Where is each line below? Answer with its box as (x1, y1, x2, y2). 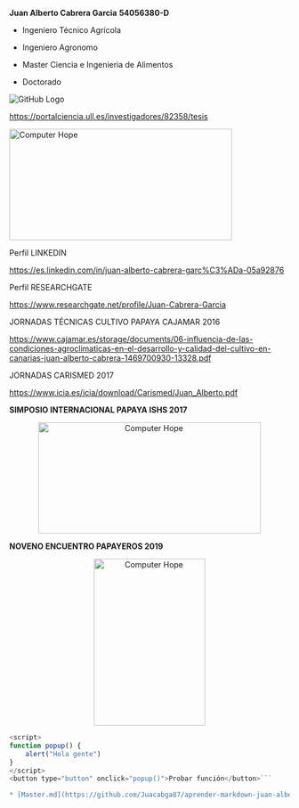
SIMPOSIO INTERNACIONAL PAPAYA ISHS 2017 (9, 404, 188, 415)
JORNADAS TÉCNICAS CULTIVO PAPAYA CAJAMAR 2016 (9, 316, 221, 327)
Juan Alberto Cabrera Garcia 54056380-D (9, 8, 170, 18)
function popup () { (9, 741, 82, 750)
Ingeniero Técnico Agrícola (21, 25, 122, 35)
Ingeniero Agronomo (21, 42, 98, 53)
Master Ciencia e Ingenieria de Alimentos (21, 60, 174, 69)
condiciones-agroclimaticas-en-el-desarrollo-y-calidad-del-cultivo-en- (9, 343, 271, 354)
